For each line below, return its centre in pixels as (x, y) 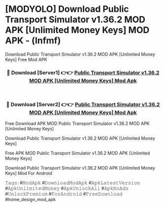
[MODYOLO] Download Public (67, 9)
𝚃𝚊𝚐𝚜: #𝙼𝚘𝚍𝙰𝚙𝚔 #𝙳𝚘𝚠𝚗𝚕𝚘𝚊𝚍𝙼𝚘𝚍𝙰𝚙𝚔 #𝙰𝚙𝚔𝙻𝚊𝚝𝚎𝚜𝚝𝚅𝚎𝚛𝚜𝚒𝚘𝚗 (73, 183)
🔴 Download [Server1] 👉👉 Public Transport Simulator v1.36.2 (83, 73)
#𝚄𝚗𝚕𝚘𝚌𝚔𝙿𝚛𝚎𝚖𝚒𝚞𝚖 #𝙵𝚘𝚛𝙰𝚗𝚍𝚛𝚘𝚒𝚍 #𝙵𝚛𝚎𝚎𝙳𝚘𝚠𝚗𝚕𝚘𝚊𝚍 (64, 194)
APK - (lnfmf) (33, 41)
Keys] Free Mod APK (26, 59)
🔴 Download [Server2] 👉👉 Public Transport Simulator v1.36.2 (83, 105)
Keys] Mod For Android (29, 173)
